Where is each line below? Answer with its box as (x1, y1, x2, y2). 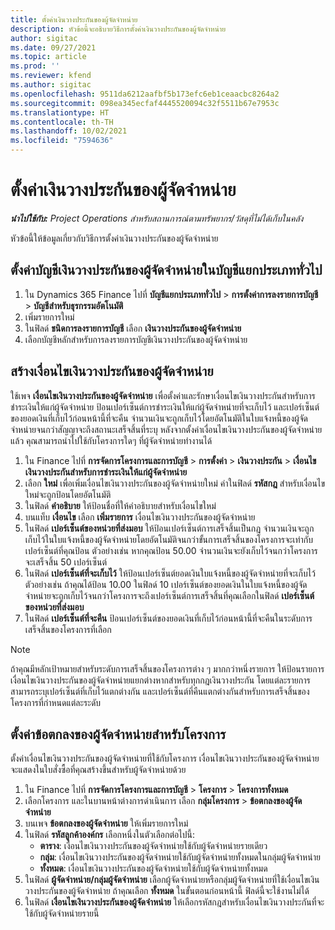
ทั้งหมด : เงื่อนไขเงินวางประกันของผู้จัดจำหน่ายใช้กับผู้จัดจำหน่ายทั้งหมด (39, 862, 268, 875)
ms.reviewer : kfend (10, 71, 92, 81)
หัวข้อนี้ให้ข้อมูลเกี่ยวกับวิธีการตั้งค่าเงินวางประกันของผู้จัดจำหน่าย (10, 232, 219, 244)
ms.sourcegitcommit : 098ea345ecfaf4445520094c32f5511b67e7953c (10, 98, 280, 108)
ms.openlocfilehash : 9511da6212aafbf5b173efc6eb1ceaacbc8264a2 (10, 89, 280, 99)
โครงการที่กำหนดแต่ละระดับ (10, 696, 102, 708)
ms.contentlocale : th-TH (10, 117, 114, 127)
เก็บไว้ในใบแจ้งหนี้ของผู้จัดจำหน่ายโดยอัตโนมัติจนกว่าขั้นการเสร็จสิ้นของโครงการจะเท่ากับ (24, 533, 314, 545)
